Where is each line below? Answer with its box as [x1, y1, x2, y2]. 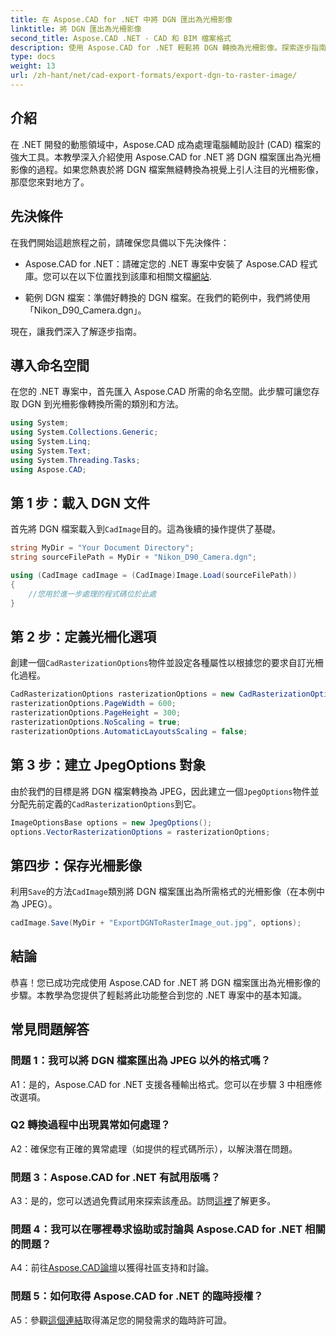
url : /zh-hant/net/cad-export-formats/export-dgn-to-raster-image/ [10, 71, 298, 81]
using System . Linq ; [10, 437, 92, 447]
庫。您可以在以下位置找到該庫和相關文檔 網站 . [24, 270, 212, 282]
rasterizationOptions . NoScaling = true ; [10, 717, 182, 728]
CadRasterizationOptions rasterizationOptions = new [10, 689, 235, 700]
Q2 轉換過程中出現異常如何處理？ [10, 1118, 171, 1132]
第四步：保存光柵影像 [10, 857, 142, 874]
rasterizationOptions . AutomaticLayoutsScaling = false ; [10, 726, 248, 736]
